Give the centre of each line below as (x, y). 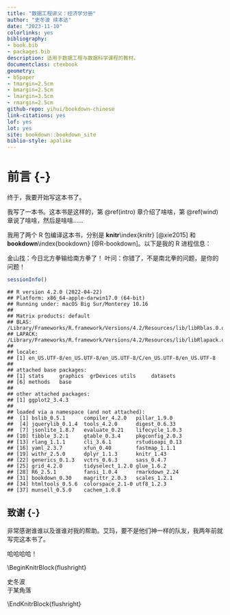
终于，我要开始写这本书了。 (46, 197)
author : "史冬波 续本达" (39, 20)
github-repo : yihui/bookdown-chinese (61, 109)
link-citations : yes (37, 115)
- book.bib (23, 45)
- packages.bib (29, 52)
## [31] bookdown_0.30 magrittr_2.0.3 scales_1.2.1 (90, 478)
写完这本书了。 (28, 539)
